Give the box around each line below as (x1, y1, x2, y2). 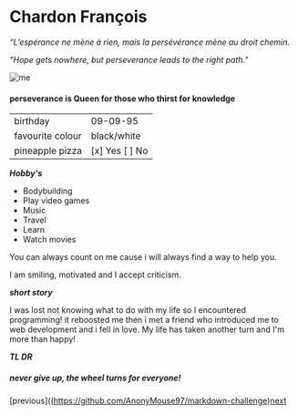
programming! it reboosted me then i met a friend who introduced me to (9, 315, 280, 326)
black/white (90, 130, 141, 142)
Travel (22, 214, 47, 225)
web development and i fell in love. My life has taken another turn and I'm (9, 324, 285, 335)
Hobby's (9, 168, 43, 179)
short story (9, 287, 53, 298)
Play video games (22, 195, 90, 206)
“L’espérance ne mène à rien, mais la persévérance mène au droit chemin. (9, 36, 290, 47)
